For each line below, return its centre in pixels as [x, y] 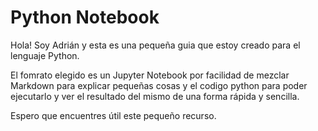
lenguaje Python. [45, 55]
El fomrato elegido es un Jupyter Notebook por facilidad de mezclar [150, 75]
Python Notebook [85, 17]
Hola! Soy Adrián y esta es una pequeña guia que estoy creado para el [155, 45]
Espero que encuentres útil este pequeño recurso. [113, 115]
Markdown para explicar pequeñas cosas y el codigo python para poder [159, 85]
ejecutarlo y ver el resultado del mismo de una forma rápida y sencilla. [155, 96]
